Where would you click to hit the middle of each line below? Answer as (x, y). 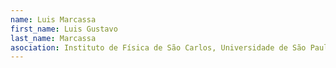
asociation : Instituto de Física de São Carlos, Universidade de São (158, 47)
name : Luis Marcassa (53, 19)
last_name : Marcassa (53, 38)
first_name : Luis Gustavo (64, 29)
